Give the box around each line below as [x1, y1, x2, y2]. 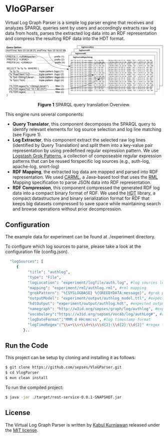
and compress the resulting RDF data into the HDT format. [5, 35, 125, 41]
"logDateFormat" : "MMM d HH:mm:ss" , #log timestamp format [27, 317, 151, 322]
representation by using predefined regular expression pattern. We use [12, 148, 159, 154]
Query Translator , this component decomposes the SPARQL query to [12, 121, 156, 127]
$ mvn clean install [5, 375, 48, 380]
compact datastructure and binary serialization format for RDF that [12, 195, 150, 201]
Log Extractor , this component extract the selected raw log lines [12, 137, 146, 143]
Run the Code [5, 341, 48, 350]
